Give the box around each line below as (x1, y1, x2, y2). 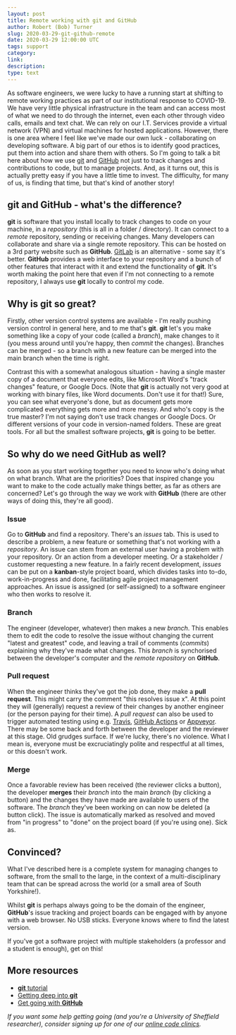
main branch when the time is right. (7, 354, 111, 363)
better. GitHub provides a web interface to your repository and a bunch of (7, 255, 222, 264)
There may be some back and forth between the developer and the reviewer (7, 724, 229, 733)
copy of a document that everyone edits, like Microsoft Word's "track (7, 375, 208, 384)
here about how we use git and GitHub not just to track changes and (7, 156, 206, 164)
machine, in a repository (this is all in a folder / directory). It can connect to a (7, 225, 229, 233)
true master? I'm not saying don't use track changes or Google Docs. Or (7, 413, 216, 421)
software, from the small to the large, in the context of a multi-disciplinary (7, 872, 221, 881)
